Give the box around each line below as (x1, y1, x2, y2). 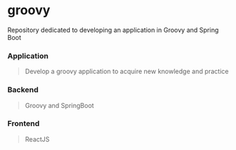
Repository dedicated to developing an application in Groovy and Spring (7, 26, 219, 34)
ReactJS (24, 134, 50, 144)
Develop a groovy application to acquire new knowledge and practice (24, 67, 230, 76)
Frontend (7, 119, 40, 129)
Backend (7, 85, 39, 95)
